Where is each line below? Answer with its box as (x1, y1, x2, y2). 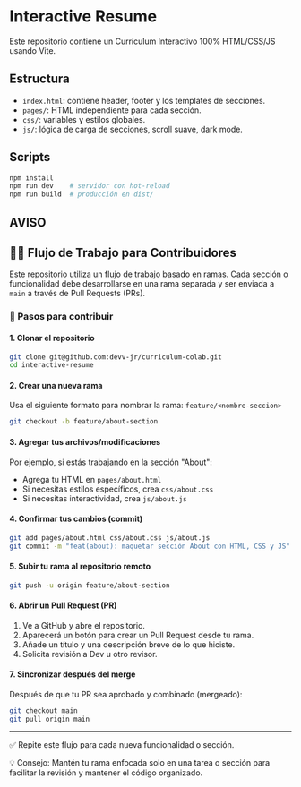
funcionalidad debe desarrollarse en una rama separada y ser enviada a (9, 278, 275, 289)
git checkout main (9, 706, 78, 715)
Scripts (9, 150, 51, 165)
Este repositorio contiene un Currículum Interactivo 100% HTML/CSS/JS (9, 36, 276, 47)
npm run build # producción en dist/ (9, 190, 154, 199)
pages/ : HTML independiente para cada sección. (21, 105, 202, 115)
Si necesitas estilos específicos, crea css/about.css (21, 483, 214, 494)
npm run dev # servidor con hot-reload (9, 182, 170, 191)
